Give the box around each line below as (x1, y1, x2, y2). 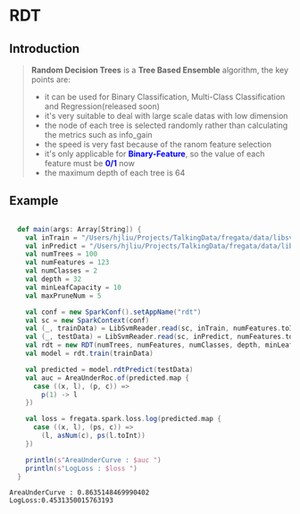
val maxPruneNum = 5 (25, 291, 102, 300)
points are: (30, 74, 71, 85)
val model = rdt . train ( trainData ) (25, 350, 154, 358)
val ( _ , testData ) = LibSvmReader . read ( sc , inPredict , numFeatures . (25, 333, 286, 341)
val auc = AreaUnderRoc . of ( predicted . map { (25, 373, 190, 383)
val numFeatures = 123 (25, 258, 110, 267)
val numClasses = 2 (25, 266, 98, 275)
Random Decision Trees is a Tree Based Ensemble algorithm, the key (30, 64, 288, 75)
